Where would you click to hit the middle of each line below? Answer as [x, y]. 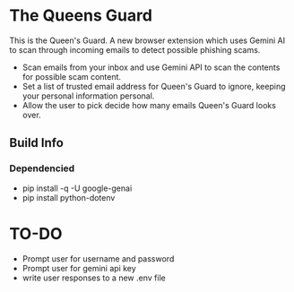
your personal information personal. [88, 96]
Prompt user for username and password [98, 258]
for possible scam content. [72, 76]
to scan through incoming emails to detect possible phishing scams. [135, 49]
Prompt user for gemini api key [79, 268]
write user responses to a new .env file [94, 278]
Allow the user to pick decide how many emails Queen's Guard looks [149, 105]
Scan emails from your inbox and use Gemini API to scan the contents [151, 67]
